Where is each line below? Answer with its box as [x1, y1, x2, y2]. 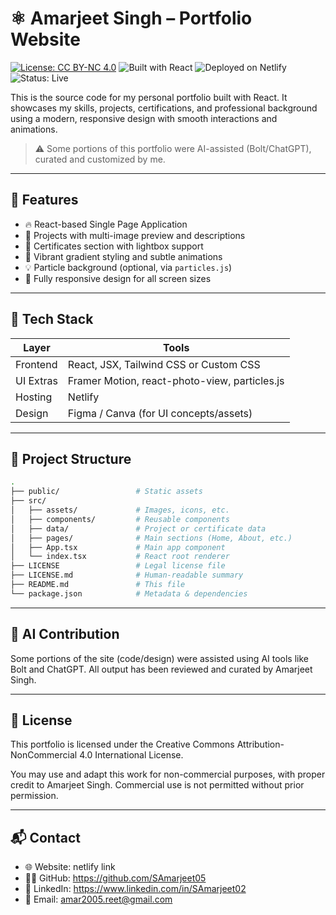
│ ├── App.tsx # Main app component [10, 542, 226, 552]
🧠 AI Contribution [10, 626, 120, 643]
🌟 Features [10, 192, 79, 209]
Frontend [15, 357, 58, 371]
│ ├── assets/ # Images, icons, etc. [10, 505, 230, 515]
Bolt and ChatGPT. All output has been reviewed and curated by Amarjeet [10, 663, 313, 675]
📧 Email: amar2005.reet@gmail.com [24, 893, 173, 906]
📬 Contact [10, 829, 81, 846]
